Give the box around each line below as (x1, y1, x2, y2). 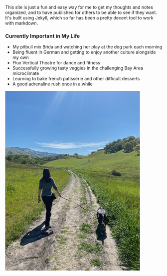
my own (12, 54, 29, 60)
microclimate (12, 70, 39, 76)
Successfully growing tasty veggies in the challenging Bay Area (12, 65, 144, 71)
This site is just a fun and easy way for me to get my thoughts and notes (5, 4, 154, 10)
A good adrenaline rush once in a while (12, 81, 93, 87)
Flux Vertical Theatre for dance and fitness (12, 60, 101, 66)
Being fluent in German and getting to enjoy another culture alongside (12, 49, 156, 55)
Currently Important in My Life (5, 32, 80, 39)
